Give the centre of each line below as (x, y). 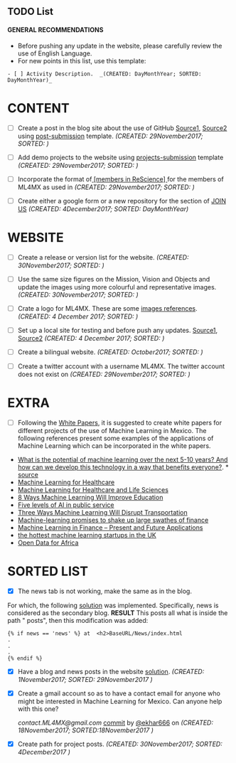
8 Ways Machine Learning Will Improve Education (90, 498)
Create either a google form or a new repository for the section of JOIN (122, 201)
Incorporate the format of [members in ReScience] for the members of (120, 179)
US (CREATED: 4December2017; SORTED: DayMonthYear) (103, 208)
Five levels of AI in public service (66, 505)
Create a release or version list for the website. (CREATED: (103, 257)
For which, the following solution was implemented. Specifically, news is (113, 605)
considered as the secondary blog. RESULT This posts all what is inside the (118, 613)
